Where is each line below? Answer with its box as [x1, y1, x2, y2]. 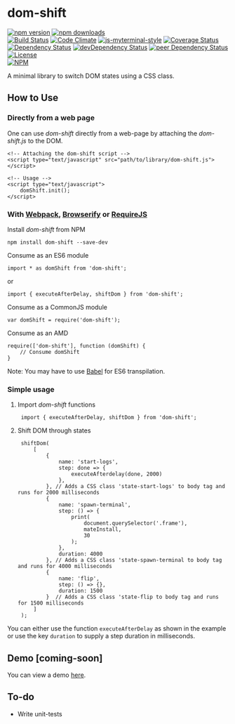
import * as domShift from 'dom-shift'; [7, 265, 128, 272]
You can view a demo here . [7, 671, 86, 679]
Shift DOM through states [17, 426, 91, 435]
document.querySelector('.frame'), [83, 520, 188, 527]
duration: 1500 [58, 588, 103, 595]
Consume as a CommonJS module [7, 303, 107, 311]
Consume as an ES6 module [7, 251, 89, 259]
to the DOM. [27, 136, 63, 145]
